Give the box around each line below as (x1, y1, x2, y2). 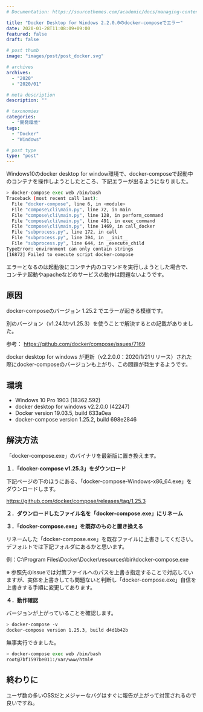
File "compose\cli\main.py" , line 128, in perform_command (11, 212, 164, 218)
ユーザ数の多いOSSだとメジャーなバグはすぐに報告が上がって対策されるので (6, 692, 196, 699)
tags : (6, 125, 20, 131)
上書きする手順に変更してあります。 (6, 584, 95, 591)
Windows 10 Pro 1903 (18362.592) (14, 397, 101, 404)
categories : (6, 114, 36, 120)
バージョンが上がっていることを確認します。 (6, 609, 117, 617)
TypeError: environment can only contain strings (6, 246, 134, 252)
